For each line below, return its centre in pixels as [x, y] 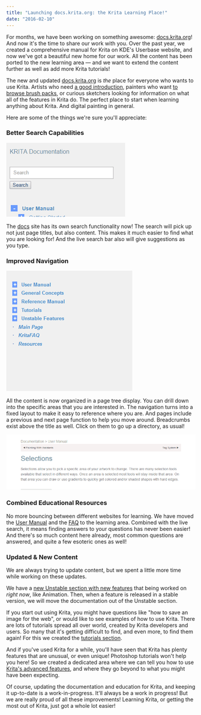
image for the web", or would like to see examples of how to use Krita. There [100, 619]
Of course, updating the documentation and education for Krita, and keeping [101, 687]
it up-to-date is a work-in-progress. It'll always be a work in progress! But [97, 693]
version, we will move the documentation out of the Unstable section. [92, 601]
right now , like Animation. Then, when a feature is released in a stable [92, 594]
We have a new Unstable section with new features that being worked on [97, 588]
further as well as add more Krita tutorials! [58, 68]
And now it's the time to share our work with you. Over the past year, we [95, 43]
